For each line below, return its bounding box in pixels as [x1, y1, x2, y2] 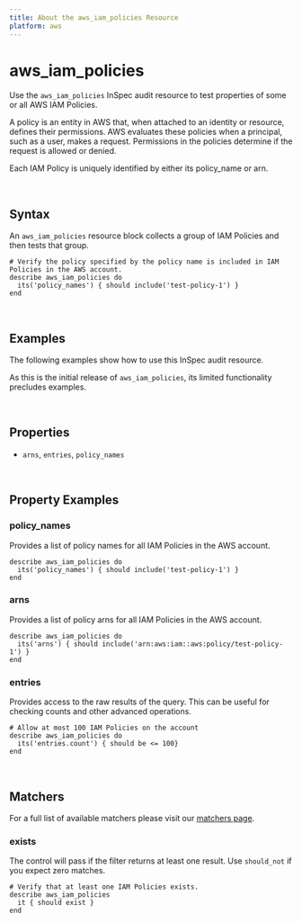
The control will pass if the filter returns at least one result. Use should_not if [9, 855, 292, 866]
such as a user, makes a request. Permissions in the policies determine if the [9, 136, 293, 147]
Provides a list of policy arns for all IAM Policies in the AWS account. [9, 613, 262, 625]
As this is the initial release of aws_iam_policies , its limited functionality [9, 372, 272, 383]
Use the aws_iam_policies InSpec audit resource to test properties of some [9, 90, 287, 101]
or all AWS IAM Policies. [9, 100, 98, 111]
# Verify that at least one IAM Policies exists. [9, 882, 200, 891]
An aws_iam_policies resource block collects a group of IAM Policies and [9, 230, 280, 241]
